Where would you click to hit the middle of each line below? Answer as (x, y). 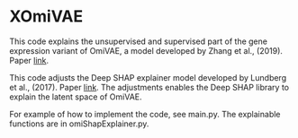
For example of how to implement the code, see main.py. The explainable (145, 114)
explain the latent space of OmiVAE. (76, 97)
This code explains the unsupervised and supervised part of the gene (139, 41)
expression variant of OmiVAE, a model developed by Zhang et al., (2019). (146, 50)
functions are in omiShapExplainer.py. (79, 124)
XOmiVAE (46, 17)
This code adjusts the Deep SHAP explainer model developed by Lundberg (148, 77)
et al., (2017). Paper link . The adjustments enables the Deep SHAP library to (149, 87)
